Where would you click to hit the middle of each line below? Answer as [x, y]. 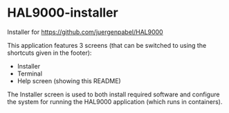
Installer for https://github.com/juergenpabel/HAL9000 [85, 32]
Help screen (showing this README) [69, 80]
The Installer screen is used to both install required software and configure [113, 94]
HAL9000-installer [63, 13]
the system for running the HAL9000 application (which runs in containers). [115, 101]
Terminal [30, 73]
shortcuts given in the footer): [49, 53]
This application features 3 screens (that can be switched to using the [107, 45]
